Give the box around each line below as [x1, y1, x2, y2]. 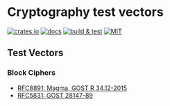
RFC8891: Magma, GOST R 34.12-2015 [17, 84, 127, 92]
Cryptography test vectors [7, 4, 164, 20]
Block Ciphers [7, 68, 56, 78]
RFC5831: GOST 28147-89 [17, 91, 94, 99]
